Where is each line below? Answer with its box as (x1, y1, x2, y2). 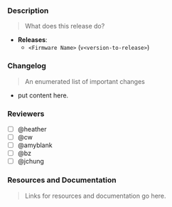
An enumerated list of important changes (24, 77, 146, 85)
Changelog (7, 61, 46, 71)
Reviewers (7, 109, 45, 119)
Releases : (17, 36, 48, 44)
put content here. (17, 91, 69, 100)
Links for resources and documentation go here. (24, 191, 166, 200)
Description (7, 6, 49, 16)
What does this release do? (24, 22, 105, 31)
